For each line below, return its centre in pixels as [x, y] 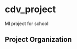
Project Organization [38, 40]
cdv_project [30, 9]
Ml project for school [27, 23]
